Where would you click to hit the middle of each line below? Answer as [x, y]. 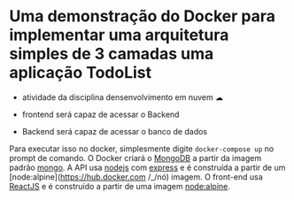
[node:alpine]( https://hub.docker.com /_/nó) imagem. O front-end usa [136, 177]
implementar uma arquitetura [119, 35]
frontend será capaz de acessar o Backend [101, 114]
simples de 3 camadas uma [112, 54]
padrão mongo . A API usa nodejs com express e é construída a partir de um [147, 167]
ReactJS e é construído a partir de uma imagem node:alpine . [120, 186]
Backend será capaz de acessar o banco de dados [115, 131]
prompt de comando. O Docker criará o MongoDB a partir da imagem [135, 158]
